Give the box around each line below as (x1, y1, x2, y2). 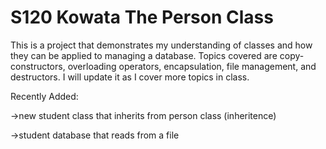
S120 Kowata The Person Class (10, 6, 274, 29)
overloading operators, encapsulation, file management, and (67, 60, 317, 72)
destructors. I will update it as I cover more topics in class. (10, 71, 250, 83)
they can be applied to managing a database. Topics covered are (10, 49, 278, 61)
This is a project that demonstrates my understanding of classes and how (10, 39, 313, 51)
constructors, (10, 60, 66, 72)
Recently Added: (10, 90, 79, 102)
